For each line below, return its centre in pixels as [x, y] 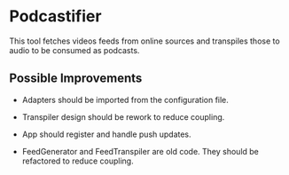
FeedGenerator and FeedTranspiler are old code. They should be [141, 151]
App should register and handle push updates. [107, 134]
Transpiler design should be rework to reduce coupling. [123, 116]
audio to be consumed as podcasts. [74, 50]
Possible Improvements [76, 79]
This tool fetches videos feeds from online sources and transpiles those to [145, 41]
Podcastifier [55, 16]
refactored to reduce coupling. [78, 161]
